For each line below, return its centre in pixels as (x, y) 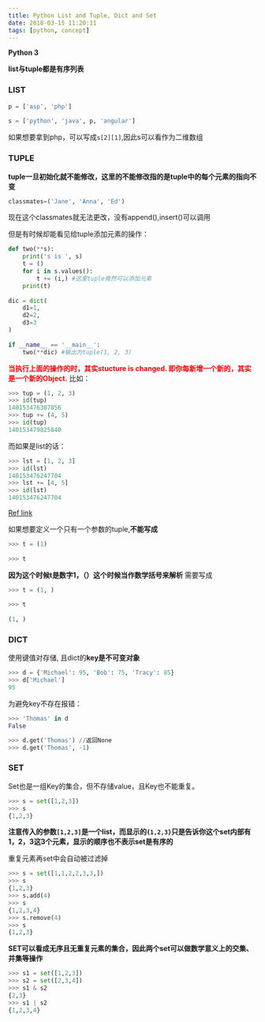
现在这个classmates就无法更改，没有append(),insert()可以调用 (109, 218)
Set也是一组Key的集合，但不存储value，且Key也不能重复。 (104, 786)
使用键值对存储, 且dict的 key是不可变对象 (74, 658)
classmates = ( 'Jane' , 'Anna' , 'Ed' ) (67, 201)
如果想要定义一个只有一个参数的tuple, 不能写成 (83, 529)
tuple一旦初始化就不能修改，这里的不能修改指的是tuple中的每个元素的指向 (129, 176)
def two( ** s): (32, 249)
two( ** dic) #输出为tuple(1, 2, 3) (77, 352)
